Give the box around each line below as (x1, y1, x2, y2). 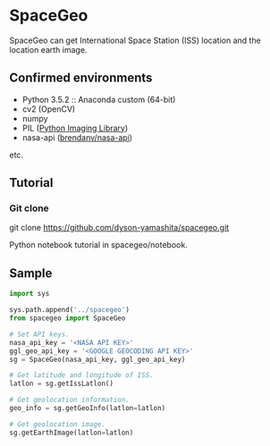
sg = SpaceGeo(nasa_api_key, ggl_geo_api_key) (9, 355, 186, 364)
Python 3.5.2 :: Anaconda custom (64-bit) (21, 94, 176, 105)
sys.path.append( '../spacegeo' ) (9, 306, 130, 315)
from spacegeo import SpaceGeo (9, 314, 126, 323)
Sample (9, 265, 53, 281)
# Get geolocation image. (9, 419, 105, 429)
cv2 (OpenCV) (21, 104, 76, 114)
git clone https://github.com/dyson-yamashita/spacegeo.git (9, 223, 230, 233)
